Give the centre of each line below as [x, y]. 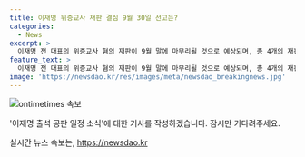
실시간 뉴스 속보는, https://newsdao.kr [79, 142]
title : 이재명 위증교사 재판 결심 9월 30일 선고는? [94, 18]
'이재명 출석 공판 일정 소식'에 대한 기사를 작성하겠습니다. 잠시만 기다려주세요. [145, 123]
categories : [32, 26]
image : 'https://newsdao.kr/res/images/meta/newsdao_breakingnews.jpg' [148, 77]
